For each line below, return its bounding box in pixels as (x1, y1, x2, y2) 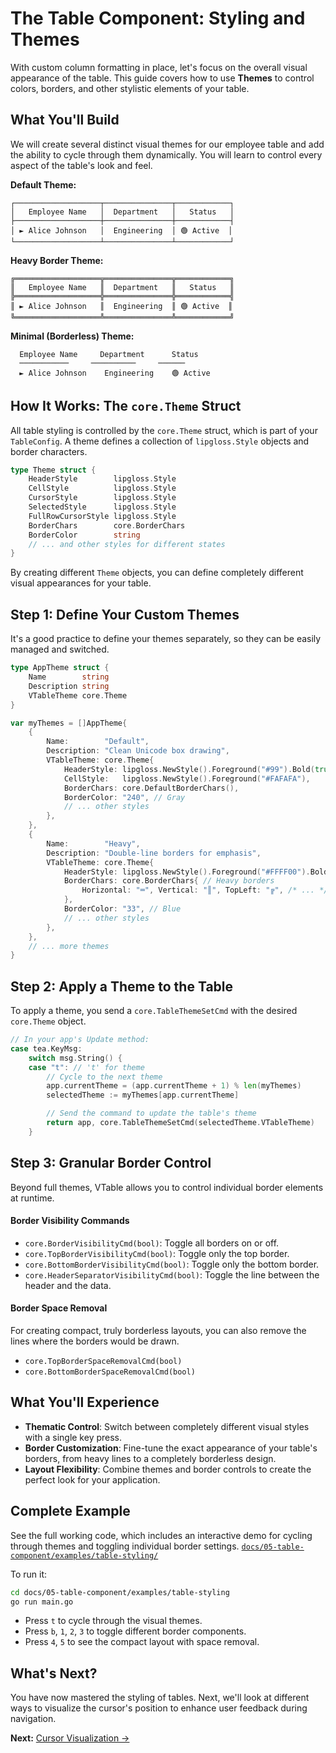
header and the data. (24, 1279, 112, 1291)
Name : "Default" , (46, 737, 150, 747)
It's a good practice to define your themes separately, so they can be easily (10, 633, 322, 645)
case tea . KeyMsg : (10, 1043, 83, 1054)
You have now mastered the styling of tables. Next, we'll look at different (10, 1692, 310, 1704)
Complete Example (10, 1503, 131, 1520)
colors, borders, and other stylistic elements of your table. (10, 82, 250, 94)
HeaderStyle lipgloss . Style (28, 474, 177, 484)
